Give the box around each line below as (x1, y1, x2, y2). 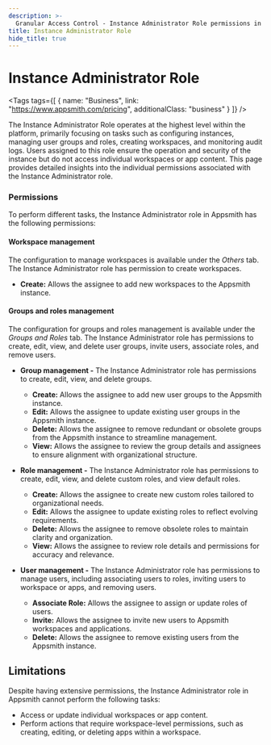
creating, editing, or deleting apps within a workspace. (19, 727, 202, 737)
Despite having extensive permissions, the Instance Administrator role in (8, 685, 248, 695)
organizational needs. (31, 498, 105, 508)
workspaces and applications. (31, 623, 132, 634)
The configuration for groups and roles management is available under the (8, 324, 256, 333)
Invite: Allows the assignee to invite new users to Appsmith (31, 615, 230, 625)
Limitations (8, 664, 66, 678)
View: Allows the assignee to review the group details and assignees (31, 441, 261, 450)
